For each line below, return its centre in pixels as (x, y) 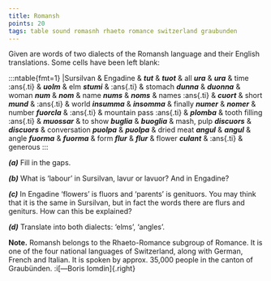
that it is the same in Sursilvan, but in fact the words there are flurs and (127, 202)
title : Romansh (34, 16)
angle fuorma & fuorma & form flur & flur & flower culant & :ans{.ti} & (126, 138)
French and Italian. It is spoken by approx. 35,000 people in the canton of (131, 260)
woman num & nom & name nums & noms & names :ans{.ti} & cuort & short (135, 96)
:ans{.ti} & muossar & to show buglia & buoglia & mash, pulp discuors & (130, 121)
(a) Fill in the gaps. (40, 163)
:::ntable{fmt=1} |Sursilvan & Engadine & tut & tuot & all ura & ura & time (129, 79)
